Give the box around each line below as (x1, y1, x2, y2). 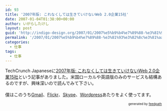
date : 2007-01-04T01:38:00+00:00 (5, 16, 75, 21)
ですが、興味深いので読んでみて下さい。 (13, 80, 97, 86)
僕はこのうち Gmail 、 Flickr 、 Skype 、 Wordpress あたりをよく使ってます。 (5, 92, 154, 98)
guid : (5, 30, 16, 35)
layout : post (5, 26, 32, 31)
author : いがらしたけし (5, 21, 49, 26)
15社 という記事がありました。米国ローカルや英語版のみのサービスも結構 (9, 74, 158, 80)
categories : (5, 40, 30, 45)
